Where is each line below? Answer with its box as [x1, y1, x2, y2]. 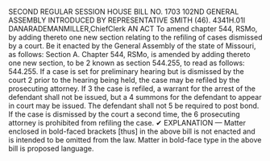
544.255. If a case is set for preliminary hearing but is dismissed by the [8, 67, 244, 76]
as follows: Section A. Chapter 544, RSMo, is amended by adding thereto [8, 50, 251, 59]
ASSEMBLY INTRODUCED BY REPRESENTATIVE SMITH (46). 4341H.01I [8, 15, 246, 25]
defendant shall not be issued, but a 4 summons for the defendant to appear [8, 93, 262, 101]
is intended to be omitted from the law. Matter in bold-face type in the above [8, 135, 262, 144]
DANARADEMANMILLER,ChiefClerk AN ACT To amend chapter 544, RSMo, [8, 24, 258, 33]
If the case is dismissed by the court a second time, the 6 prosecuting [8, 109, 240, 119]
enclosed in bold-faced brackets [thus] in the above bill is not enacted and [8, 126, 255, 136]
